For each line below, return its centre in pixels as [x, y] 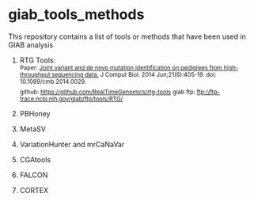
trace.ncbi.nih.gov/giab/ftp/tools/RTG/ [71, 99]
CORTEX [34, 190]
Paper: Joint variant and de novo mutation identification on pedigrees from [121, 68]
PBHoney [35, 113]
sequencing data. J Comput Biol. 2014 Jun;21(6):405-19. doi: [134, 74]
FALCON [34, 175]
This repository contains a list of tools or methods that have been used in [127, 36]
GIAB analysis [31, 44]
